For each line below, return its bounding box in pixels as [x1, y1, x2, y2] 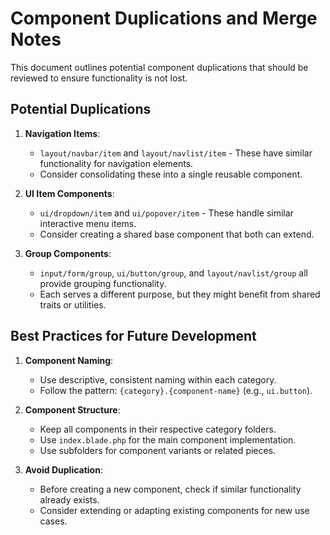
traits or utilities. [39, 298, 107, 311]
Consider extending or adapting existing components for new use [39, 504, 310, 516]
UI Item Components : [24, 187, 115, 199]
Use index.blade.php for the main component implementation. [39, 433, 297, 446]
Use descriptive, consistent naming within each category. [39, 373, 277, 386]
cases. [39, 515, 68, 527]
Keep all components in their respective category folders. [39, 423, 277, 435]
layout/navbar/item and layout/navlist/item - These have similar [39, 147, 313, 159]
